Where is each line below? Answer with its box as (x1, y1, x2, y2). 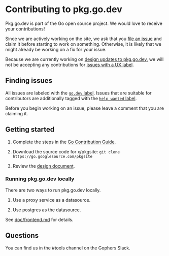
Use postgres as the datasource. (12, 207, 81, 213)
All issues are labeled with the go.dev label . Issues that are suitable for (5, 90, 152, 96)
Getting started (5, 125, 55, 134)
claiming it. (5, 110, 28, 116)
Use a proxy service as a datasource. (12, 197, 91, 203)
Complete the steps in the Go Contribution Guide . (12, 139, 116, 145)
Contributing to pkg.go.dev (5, 4, 123, 15)
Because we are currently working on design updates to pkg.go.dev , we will (5, 56, 164, 62)
